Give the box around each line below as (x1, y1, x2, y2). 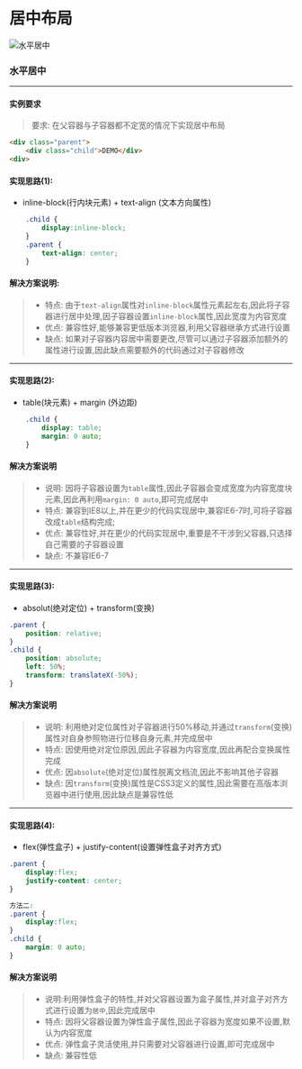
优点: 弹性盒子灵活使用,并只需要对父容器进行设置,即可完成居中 (44, 1038, 275, 1050)
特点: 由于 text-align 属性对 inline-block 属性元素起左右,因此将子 (44, 299, 283, 310)
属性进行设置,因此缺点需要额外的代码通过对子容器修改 (44, 344, 244, 355)
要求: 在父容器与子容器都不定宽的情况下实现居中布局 (31, 120, 226, 131)
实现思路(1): (9, 175, 54, 186)
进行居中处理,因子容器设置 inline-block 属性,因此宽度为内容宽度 (52, 310, 288, 321)
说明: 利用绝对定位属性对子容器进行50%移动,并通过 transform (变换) (44, 722, 293, 733)
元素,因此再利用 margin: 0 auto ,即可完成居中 (44, 493, 209, 505)
